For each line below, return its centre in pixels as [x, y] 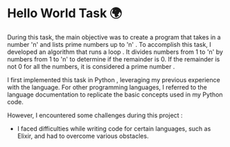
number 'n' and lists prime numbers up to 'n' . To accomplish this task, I [109, 44]
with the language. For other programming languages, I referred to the [107, 87]
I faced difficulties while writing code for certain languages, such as [114, 128]
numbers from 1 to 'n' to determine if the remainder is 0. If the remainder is [114, 59]
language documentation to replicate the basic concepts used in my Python [115, 95]
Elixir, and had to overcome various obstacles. [83, 136]
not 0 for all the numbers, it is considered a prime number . [91, 66]
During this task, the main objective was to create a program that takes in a [114, 37]
